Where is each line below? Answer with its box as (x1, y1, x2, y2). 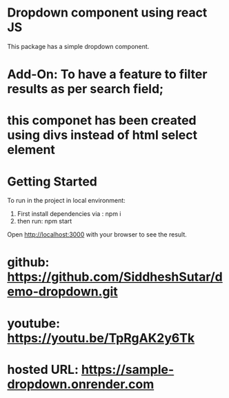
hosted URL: (7, 361, 79, 377)
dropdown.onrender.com (7, 376, 155, 392)
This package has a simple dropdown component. (7, 42, 150, 50)
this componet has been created (7, 112, 197, 128)
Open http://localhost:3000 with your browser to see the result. (7, 230, 188, 239)
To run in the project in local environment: (7, 197, 126, 205)
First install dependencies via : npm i (17, 210, 121, 218)
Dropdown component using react (7, 5, 208, 21)
